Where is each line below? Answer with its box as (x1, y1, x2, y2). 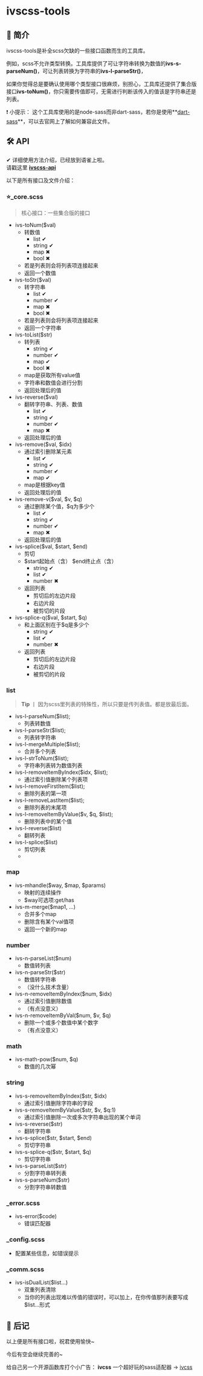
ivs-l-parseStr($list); (14, 727, 66, 734)
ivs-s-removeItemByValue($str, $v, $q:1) (14, 1106, 116, 1113)
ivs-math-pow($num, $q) (14, 1056, 79, 1063)
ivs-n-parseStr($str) (14, 969, 66, 975)
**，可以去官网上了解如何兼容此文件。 (18, 118, 114, 125)
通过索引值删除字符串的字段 (24, 1099, 94, 1107)
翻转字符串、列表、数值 (24, 401, 83, 408)
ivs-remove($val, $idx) (14, 441, 72, 448)
